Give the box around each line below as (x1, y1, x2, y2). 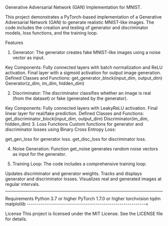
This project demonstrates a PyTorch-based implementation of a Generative (5, 14, 162, 20)
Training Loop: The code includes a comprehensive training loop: (12, 161, 146, 167)
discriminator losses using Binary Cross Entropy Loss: (5, 126, 116, 132)
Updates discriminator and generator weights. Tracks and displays (5, 170, 142, 176)
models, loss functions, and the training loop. (5, 30, 98, 36)
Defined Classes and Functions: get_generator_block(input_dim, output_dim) (5, 75, 162, 81)
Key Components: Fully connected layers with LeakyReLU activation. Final (5, 105, 158, 111)
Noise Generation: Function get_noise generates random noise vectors (12, 146, 158, 152)
